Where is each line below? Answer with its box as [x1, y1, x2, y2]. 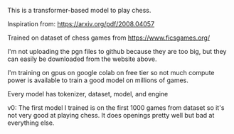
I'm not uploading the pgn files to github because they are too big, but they [7, 48, 227, 55]
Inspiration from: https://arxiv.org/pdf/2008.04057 [7, 20, 155, 28]
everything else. [7, 118, 55, 127]
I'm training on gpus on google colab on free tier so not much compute [7, 69, 215, 77]
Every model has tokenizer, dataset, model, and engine [7, 90, 169, 98]
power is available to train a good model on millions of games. [7, 76, 188, 84]
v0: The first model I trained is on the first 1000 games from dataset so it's [7, 104, 225, 112]
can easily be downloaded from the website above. [7, 55, 157, 63]
